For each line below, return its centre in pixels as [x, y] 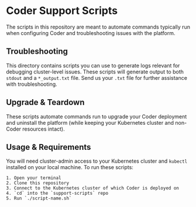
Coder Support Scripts [62, 11]
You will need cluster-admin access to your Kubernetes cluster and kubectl [97, 161]
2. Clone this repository [37, 183]
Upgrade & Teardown [45, 102]
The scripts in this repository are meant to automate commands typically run [98, 27]
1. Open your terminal [34, 178]
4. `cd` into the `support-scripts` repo [57, 194]
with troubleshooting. [32, 84]
